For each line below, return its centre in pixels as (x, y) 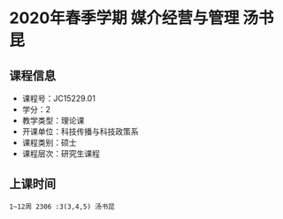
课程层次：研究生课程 (61, 154)
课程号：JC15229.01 (58, 98)
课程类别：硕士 (49, 143)
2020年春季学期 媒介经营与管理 (124, 18)
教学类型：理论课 (53, 121)
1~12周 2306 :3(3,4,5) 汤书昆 (62, 207)
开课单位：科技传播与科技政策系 (80, 132)
